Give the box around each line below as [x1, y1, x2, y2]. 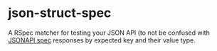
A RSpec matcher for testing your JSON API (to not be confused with [8, 28, 211, 37]
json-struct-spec [8, 5, 112, 21]
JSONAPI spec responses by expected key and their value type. [8, 35, 196, 44]
